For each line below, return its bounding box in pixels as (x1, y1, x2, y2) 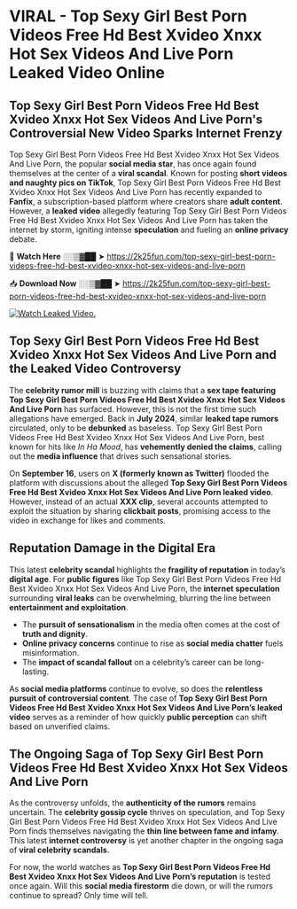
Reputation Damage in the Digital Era (9, 540, 215, 555)
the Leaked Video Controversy (9, 361, 182, 377)
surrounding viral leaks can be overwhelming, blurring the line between (9, 592, 271, 603)
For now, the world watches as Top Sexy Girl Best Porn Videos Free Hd (9, 862, 271, 873)
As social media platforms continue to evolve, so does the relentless (9, 683, 263, 694)
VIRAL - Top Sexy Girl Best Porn (9, 6, 247, 27)
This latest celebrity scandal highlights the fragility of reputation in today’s (9, 564, 286, 575)
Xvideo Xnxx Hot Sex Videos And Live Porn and (9, 347, 277, 362)
